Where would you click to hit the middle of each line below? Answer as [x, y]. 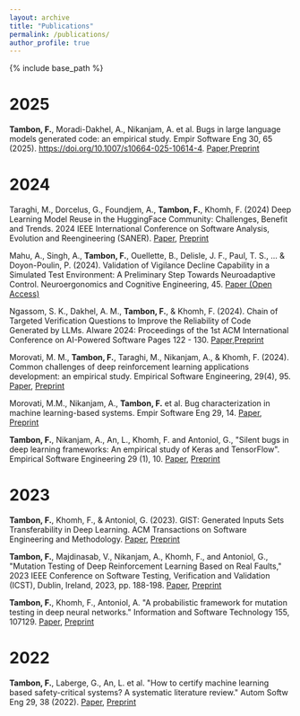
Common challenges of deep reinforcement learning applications [129, 367]
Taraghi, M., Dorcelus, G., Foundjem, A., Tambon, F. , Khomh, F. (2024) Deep [150, 210]
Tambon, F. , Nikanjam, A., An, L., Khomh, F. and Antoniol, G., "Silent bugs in [149, 440]
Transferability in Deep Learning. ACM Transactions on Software [128, 530]
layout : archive [39, 18]
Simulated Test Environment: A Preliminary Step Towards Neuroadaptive [142, 275]
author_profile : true [50, 43]
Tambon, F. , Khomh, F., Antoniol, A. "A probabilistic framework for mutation [149, 603]
